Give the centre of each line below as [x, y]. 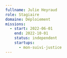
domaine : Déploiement [28, 19]
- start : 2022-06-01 [31, 29]
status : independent [36, 38]
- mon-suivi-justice [40, 47]
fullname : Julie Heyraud [31, 10]
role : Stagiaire [22, 15]
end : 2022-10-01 [31, 33]
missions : [16, 24]
